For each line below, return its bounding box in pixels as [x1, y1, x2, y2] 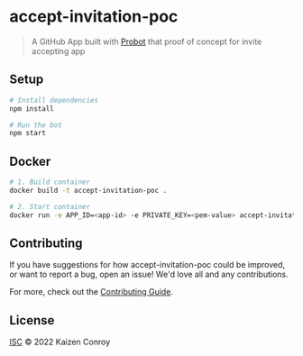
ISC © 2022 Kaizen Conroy [9, 336, 111, 348]
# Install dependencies [9, 96, 99, 105]
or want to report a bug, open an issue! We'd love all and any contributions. [9, 269, 289, 280]
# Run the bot [9, 120, 63, 130]
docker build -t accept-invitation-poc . [9, 186, 168, 195]
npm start [9, 129, 47, 138]
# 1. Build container [9, 178, 91, 187]
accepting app [31, 45, 86, 56]
